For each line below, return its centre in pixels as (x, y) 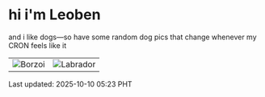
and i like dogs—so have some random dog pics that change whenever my (132, 37)
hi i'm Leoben (55, 15)
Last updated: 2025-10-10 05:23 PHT (70, 84)
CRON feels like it (38, 45)
